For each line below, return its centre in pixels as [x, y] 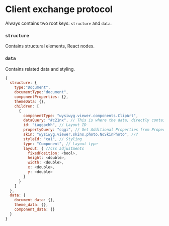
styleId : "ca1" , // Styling [53, 139]
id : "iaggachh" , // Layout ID [55, 125]
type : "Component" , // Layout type [61, 144]
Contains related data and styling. [40, 69]
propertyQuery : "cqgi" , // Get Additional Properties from [87, 130]
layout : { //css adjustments [54, 148]
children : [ [27, 106]
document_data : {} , [35, 200]
